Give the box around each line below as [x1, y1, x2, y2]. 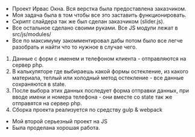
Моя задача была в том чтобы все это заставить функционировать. [11, 11, 187, 19]
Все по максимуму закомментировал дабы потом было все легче [11, 37, 183, 44]
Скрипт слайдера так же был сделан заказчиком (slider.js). [11, 18, 165, 25]
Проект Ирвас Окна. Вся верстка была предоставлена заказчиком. [11, 5, 187, 12]
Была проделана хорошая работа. [11, 124, 101, 131]
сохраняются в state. [11, 81, 66, 88]
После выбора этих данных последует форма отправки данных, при [11, 87, 189, 94]
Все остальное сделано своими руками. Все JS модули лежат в [11, 24, 178, 31]
